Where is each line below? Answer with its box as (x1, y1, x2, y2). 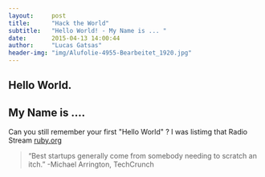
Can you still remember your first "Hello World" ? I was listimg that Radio (8, 127, 247, 137)
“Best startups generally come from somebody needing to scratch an (27, 151, 257, 161)
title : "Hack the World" (8, 19, 110, 27)
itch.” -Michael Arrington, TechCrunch (27, 159, 154, 169)
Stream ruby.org (8, 135, 63, 145)
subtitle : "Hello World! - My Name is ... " (8, 26, 167, 34)
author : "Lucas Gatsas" (8, 42, 103, 50)
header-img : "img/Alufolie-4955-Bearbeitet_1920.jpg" (8, 49, 193, 57)
